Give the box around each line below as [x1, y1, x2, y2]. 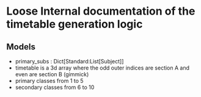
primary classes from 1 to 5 [15, 77, 84, 84]
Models [6, 41, 35, 52]
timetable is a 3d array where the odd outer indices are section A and [15, 64, 190, 71]
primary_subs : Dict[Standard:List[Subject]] [15, 58, 124, 65]
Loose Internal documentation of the [6, 4, 196, 18]
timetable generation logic [6, 17, 143, 31]
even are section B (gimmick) [15, 71, 89, 77]
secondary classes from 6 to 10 [15, 84, 95, 91]
